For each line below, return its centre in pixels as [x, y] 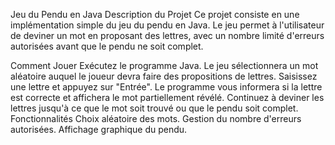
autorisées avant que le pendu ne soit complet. [107, 46]
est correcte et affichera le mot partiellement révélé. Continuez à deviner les [167, 97]
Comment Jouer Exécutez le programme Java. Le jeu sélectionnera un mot [164, 65]
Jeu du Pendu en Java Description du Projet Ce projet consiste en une [155, 14]
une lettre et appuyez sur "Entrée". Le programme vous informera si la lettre [166, 87]
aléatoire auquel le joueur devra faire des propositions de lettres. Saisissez [164, 76]
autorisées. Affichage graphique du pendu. [99, 129]
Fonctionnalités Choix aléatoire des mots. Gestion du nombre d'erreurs [156, 118]
